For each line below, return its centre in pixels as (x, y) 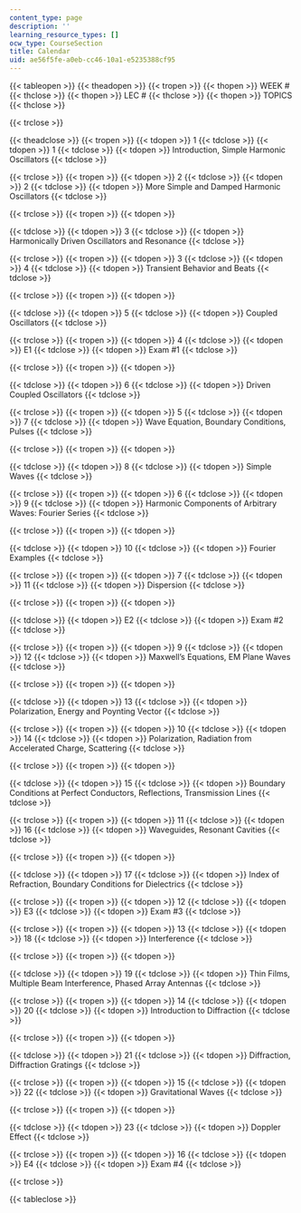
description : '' (40, 26)
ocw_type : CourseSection (56, 43)
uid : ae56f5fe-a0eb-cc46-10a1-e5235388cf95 (93, 60)
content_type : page (46, 18)
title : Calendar (40, 52)
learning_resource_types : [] (64, 34)
